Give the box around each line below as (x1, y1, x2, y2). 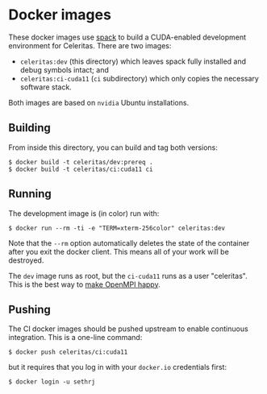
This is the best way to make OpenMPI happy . (8, 280, 161, 289)
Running (8, 187, 52, 201)
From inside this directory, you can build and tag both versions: (8, 143, 218, 152)
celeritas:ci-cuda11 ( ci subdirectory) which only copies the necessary (19, 73, 260, 83)
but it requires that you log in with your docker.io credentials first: (8, 363, 227, 372)
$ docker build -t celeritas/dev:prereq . (8, 158, 153, 166)
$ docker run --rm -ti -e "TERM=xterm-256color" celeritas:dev (8, 224, 226, 232)
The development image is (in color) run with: (8, 208, 160, 218)
